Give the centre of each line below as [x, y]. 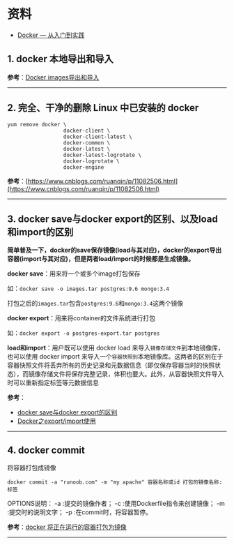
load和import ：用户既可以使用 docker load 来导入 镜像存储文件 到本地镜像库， [116, 348]
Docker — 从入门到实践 [51, 35]
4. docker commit [46, 450]
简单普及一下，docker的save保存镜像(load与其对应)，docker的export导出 [114, 250]
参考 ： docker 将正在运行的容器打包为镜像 [67, 527]
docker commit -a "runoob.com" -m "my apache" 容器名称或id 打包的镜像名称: [115, 482]
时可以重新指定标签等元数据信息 [53, 383]
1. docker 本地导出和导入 [60, 59]
